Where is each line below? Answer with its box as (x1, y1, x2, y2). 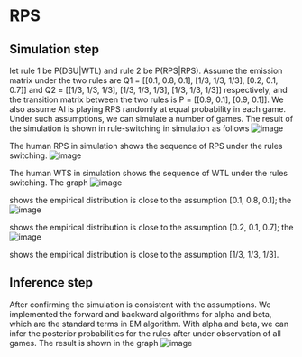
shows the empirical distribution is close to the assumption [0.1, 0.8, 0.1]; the (9, 195, 292, 205)
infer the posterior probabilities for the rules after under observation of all (9, 327, 281, 339)
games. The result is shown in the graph (9, 337, 159, 348)
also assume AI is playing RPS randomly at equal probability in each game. (9, 104, 287, 114)
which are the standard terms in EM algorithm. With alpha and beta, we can (9, 318, 289, 329)
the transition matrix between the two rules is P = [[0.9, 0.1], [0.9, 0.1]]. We (9, 94, 284, 105)
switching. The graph (9, 177, 88, 188)
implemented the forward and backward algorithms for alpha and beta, (9, 308, 272, 319)
